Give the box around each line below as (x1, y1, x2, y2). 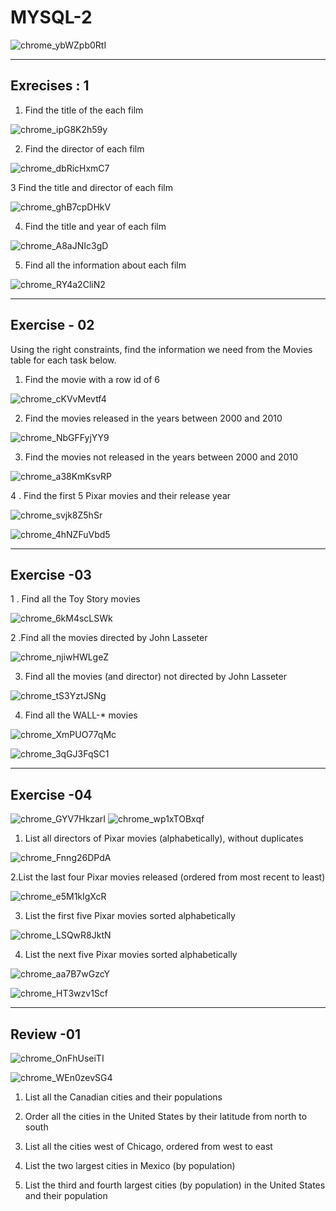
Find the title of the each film (24, 104, 144, 116)
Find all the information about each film (24, 259, 187, 271)
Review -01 (10, 1026, 82, 1043)
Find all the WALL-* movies (24, 709, 138, 721)
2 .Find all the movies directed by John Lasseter (10, 632, 208, 644)
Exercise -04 (10, 786, 93, 803)
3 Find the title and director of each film (10, 181, 173, 193)
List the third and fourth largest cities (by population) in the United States (24, 1179, 326, 1191)
